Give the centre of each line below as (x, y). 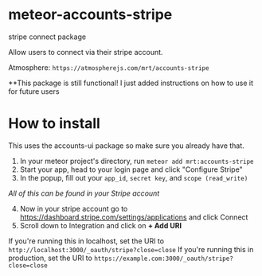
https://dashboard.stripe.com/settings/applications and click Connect (134, 217)
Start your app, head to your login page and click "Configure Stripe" (131, 169)
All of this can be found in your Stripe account (84, 193)
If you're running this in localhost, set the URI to (86, 241)
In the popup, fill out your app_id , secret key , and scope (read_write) (134, 177)
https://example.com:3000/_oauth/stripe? (164, 259)
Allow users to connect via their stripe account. (86, 52)
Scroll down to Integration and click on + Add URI (100, 225)
